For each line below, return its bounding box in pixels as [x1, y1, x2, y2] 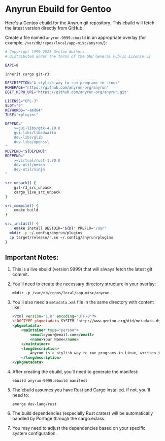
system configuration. [12, 430, 57, 436]
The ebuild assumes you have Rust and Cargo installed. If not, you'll [12, 387, 150, 393]
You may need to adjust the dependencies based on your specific [12, 425, 146, 431]
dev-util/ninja [14, 167, 45, 172]
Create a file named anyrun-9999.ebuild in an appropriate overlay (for [5, 34, 146, 40]
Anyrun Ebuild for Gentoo [5, 3, 112, 15]
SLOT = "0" [5, 103, 23, 108]
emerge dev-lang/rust [12, 402, 57, 407]
